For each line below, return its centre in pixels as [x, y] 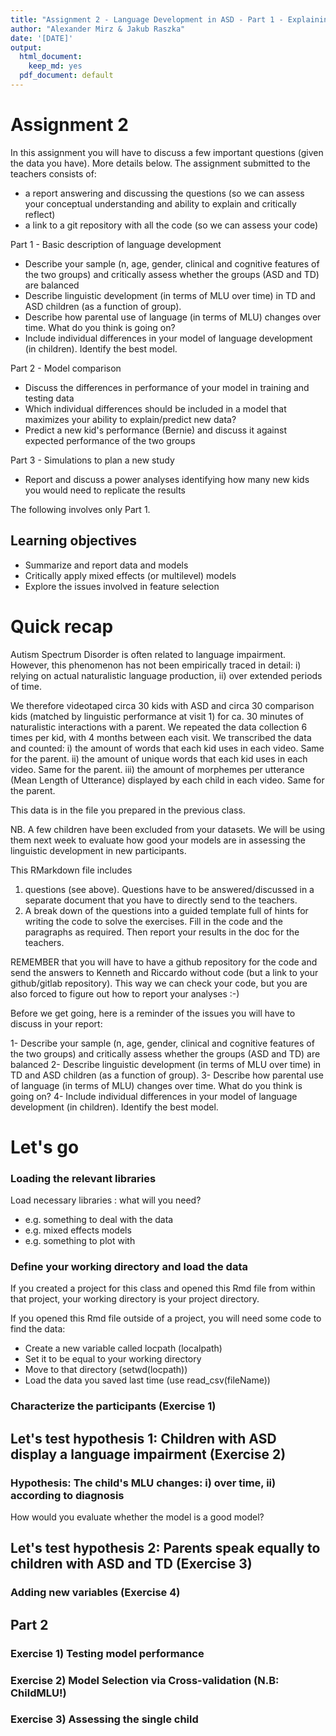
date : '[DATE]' [42, 38]
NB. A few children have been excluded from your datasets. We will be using [168, 829]
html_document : [51, 57]
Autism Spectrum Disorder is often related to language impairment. [148, 654]
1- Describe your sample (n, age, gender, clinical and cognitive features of [162, 1043]
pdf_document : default [66, 76]
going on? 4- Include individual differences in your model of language [154, 1096]
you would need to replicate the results [105, 490]
